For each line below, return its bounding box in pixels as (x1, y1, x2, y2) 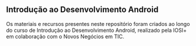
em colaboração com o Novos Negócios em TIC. (6, 32, 125, 40)
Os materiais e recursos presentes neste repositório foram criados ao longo (6, 20, 190, 27)
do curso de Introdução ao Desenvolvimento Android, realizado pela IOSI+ (6, 27, 187, 34)
